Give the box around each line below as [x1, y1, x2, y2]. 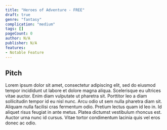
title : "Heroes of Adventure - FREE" [5, 7, 85, 13]
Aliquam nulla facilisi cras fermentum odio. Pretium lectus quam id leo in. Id [5, 104, 162, 110]
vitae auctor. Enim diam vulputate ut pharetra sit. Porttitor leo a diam [5, 93, 147, 99]
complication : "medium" [5, 21, 56, 27]
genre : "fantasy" [5, 17, 42, 22]
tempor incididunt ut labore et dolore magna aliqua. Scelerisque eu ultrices [5, 87, 161, 94]
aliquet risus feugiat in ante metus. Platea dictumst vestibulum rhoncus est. [5, 109, 162, 115]
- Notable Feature [5, 50, 44, 55]
